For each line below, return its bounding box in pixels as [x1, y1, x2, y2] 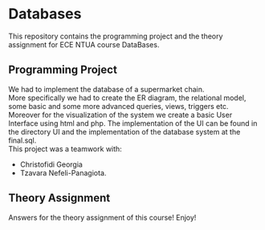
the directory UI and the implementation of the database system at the [8, 127, 241, 136]
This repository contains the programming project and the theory [8, 31, 223, 41]
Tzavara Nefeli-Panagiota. [19, 167, 107, 177]
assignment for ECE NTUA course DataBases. [8, 39, 160, 49]
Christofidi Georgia [19, 159, 83, 169]
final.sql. [8, 135, 37, 145]
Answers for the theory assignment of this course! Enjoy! [8, 212, 197, 222]
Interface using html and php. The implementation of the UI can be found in [8, 118, 258, 128]
